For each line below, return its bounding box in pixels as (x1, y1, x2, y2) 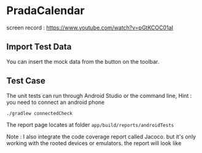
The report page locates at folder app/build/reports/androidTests (6, 121, 174, 129)
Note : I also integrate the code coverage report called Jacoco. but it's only (6, 133, 196, 140)
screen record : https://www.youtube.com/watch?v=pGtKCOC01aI (6, 24, 174, 31)
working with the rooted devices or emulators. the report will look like (6, 139, 182, 147)
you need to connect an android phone (6, 99, 105, 106)
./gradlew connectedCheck (6, 110, 72, 116)
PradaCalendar (6, 4, 85, 18)
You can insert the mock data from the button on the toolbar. (6, 58, 160, 65)
